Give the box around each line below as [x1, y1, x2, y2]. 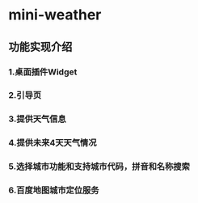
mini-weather [8, 6, 102, 24]
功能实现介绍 [8, 40, 73, 53]
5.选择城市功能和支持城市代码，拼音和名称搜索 [8, 161, 190, 172]
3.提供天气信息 [8, 113, 66, 125]
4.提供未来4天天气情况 [8, 137, 97, 149]
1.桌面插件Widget [8, 66, 78, 78]
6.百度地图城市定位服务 [8, 184, 99, 196]
